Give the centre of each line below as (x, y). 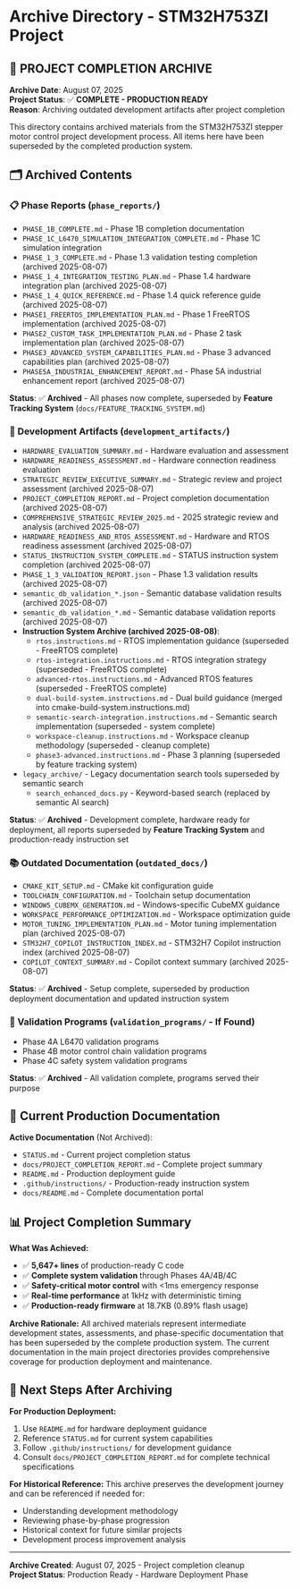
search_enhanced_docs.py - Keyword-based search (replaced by (153, 793)
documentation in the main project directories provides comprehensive (140, 1352)
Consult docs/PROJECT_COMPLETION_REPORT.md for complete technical (146, 1457)
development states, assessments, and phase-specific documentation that (146, 1333)
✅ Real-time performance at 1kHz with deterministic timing (132, 1296)
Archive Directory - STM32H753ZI (139, 17)
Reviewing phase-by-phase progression (96, 1521)
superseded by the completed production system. (101, 146)
